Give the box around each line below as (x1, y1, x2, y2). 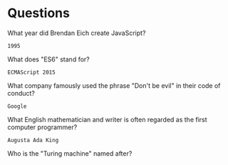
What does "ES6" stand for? (7, 55, 90, 64)
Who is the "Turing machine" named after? (7, 149, 133, 158)
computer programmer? (7, 123, 78, 131)
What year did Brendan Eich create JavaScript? (7, 29, 146, 37)
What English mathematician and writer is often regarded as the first (7, 115, 208, 124)
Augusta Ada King (7, 136, 59, 144)
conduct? (7, 89, 36, 97)
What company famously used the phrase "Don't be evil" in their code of (7, 81, 221, 90)
